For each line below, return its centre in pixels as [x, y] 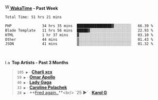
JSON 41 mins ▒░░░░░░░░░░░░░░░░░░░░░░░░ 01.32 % [79, 44]
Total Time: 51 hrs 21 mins [34, 17]
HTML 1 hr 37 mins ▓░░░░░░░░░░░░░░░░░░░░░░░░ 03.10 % [79, 35]
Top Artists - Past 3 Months [40, 63]
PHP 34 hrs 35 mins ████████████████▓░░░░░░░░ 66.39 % [79, 26]
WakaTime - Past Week [34, 8]
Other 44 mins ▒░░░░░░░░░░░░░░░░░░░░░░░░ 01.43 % [79, 39]
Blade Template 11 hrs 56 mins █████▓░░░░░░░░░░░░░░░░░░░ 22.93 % [79, 30]
